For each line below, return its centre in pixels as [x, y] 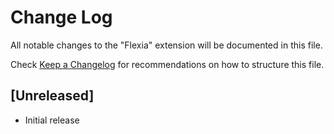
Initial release [52, 120]
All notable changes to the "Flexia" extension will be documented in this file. [166, 45]
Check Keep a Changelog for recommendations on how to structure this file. [167, 64]
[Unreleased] [52, 96]
